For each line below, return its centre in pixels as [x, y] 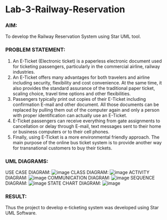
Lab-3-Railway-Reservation [65, 9]
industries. [24, 72]
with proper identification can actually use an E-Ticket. [70, 115]
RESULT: [16, 196]
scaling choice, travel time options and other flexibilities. [72, 94]
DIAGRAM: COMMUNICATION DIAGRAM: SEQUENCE [80, 178]
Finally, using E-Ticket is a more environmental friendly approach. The [86, 137]
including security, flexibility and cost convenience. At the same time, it [87, 82]
